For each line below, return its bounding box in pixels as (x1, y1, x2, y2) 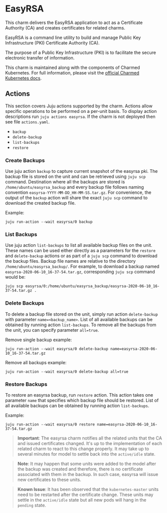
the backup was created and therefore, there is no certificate (17, 466, 143, 472)
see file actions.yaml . (5, 118, 50, 125)
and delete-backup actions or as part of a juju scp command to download (5, 253, 157, 259)
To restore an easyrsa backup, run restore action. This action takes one (5, 392, 153, 398)
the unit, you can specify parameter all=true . (5, 327, 99, 333)
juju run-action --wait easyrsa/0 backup (5, 219, 93, 225)
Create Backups (5, 157, 45, 164)
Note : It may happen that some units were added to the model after (17, 461, 156, 467)
